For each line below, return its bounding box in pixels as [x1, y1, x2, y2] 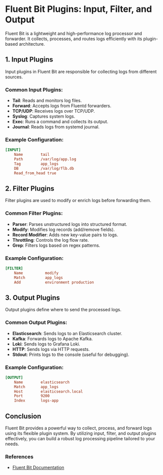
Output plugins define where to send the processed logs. [5, 307, 121, 313]
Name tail [14, 152, 50, 157]
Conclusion [5, 412, 42, 420]
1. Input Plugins [5, 56, 54, 64]
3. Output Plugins [5, 293, 60, 302]
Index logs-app [14, 398, 58, 403]
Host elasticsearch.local [14, 389, 83, 394]
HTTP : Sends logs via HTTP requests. [12, 346, 90, 352]
